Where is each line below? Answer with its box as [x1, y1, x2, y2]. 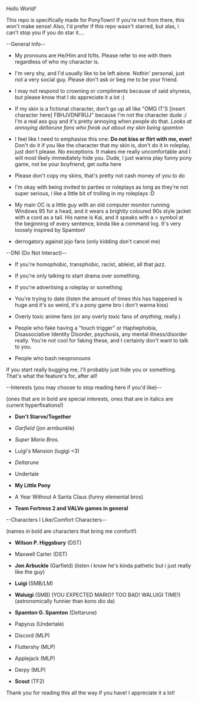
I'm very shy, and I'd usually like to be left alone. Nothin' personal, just [14, 70, 185, 76]
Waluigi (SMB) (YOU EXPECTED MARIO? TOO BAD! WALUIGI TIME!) [14, 591, 181, 598]
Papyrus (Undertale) [14, 620, 64, 627]
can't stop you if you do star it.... [6, 29, 85, 36]
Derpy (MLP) [14, 667, 46, 673]
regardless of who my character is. [14, 59, 100, 65]
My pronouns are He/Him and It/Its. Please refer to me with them [14, 52, 172, 59]
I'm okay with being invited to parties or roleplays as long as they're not [14, 183, 189, 190]
